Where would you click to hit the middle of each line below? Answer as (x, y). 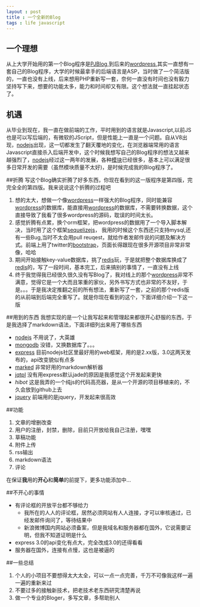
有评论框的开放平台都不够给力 (51, 505)
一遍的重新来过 (33, 583)
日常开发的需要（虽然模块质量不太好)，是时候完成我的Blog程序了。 (93, 167)
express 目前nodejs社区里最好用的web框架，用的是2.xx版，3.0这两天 (100, 352)
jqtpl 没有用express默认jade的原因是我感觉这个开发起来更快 (88, 375)
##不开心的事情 (25, 492)
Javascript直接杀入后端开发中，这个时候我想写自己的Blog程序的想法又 (93, 152)
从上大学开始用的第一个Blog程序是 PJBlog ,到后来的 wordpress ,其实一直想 (95, 64)
